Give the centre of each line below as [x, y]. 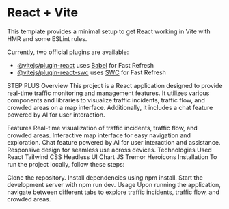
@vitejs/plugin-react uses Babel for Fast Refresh [85, 65]
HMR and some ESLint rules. [47, 38]
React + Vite [43, 13]
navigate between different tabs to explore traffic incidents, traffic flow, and [113, 192]
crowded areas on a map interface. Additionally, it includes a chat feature [110, 107]
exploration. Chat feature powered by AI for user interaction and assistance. [114, 142]
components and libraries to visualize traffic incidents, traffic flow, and [106, 100]
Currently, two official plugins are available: [68, 52]
